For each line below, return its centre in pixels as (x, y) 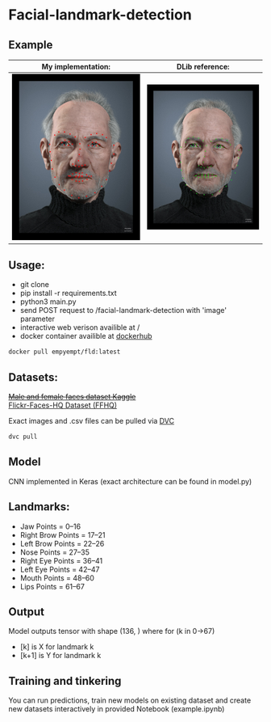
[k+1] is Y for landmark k (60, 656)
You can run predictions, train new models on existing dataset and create (130, 700)
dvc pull (23, 437)
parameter (37, 319)
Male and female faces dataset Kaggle (72, 397)
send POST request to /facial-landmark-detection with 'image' (123, 310)
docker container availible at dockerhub (86, 336)
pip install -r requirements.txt (68, 293)
